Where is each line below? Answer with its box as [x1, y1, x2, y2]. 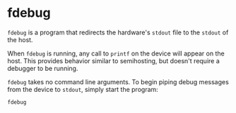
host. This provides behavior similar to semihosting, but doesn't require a [7, 56, 220, 65]
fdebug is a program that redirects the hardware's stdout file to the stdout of [7, 28, 229, 36]
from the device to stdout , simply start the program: [7, 85, 159, 93]
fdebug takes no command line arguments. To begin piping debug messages [7, 77, 230, 86]
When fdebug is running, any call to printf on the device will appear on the [7, 49, 225, 58]
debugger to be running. [7, 64, 78, 72]
